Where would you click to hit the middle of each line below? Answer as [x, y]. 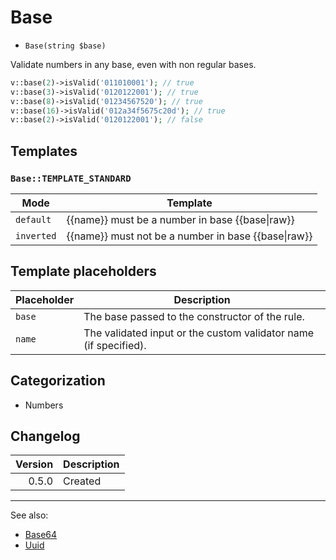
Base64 [41, 535]
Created [82, 481]
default [33, 219]
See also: [29, 515]
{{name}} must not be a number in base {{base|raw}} [189, 236]
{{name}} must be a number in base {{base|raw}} [180, 219]
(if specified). [115, 345]
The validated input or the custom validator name [199, 333]
